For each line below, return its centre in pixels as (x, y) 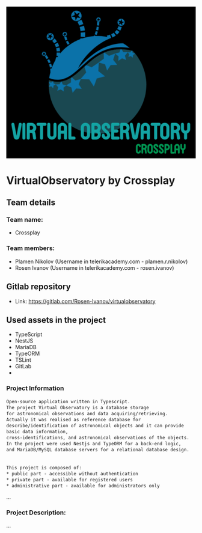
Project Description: (36, 513)
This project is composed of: (44, 468)
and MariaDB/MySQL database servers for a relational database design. (98, 449)
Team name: (25, 220)
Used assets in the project (56, 320)
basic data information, (37, 431)
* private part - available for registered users (70, 480)
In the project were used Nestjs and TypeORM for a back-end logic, (94, 443)
